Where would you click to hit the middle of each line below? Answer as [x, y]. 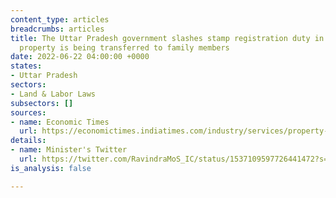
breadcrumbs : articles [57, 29]
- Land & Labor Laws [53, 94]
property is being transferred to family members [124, 47]
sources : [28, 112]
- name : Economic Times [60, 122]
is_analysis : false [51, 168]
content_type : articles [60, 19]
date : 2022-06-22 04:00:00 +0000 [80, 57]
